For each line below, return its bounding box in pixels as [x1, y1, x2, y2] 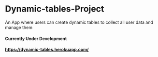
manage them [5, 24, 33, 30]
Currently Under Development [5, 35, 67, 42]
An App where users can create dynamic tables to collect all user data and [5, 19, 154, 25]
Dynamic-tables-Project [5, 3, 104, 14]
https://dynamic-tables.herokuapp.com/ [5, 47, 89, 53]
